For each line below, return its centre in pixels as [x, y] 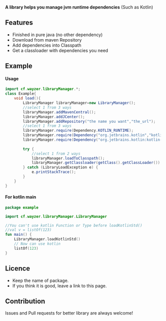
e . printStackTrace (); [54, 172]
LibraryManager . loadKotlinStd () [47, 239]
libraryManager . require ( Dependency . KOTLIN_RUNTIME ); [78, 131]
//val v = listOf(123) [28, 230]
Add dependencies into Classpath [47, 45]
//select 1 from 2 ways [56, 154]
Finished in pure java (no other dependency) [57, 35]
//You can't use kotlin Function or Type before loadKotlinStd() [74, 225]
